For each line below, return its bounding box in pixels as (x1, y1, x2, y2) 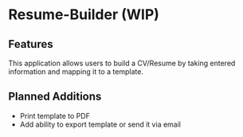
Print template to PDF (19, 111, 90, 120)
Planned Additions (8, 90, 102, 104)
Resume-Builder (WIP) (8, 6, 159, 24)
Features (8, 37, 53, 51)
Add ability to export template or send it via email (19, 119, 182, 129)
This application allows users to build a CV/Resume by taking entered (8, 58, 236, 68)
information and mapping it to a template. (8, 67, 143, 76)
